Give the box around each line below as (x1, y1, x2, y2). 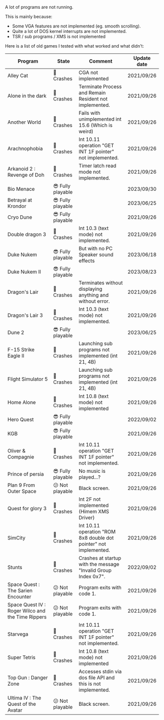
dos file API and (79, 674, 115, 681)
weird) (79, 128, 94, 134)
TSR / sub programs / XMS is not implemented (12, 34, 106, 39)
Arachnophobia (7, 145, 43, 152)
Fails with (79, 110, 101, 116)
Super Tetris (7, 654, 36, 661)
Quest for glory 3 (7, 505, 47, 512)
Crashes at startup (79, 555, 121, 561)
